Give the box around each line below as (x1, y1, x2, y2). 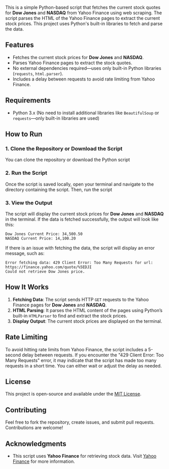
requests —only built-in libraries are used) (12, 115, 100, 121)
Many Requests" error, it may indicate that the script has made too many (5, 357, 157, 363)
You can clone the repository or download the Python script (5, 157, 130, 163)
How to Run (5, 130, 43, 139)
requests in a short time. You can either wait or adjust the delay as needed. (5, 362, 162, 369)
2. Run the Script (5, 169, 47, 176)
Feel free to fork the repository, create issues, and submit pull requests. (5, 419, 155, 425)
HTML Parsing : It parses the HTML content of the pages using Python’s (12, 307, 163, 313)
